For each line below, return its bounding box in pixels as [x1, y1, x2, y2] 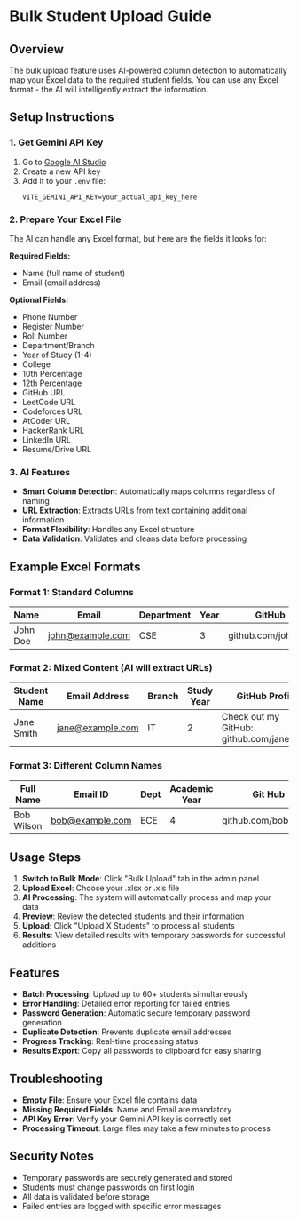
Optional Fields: [9, 294, 69, 305]
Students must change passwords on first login [21, 1182, 195, 1192]
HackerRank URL [21, 425, 85, 435]
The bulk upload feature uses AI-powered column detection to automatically [9, 65, 288, 76]
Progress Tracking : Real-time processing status [21, 1036, 199, 1047]
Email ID [74, 788, 109, 801]
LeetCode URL [21, 396, 76, 407]
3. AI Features [9, 466, 71, 478]
